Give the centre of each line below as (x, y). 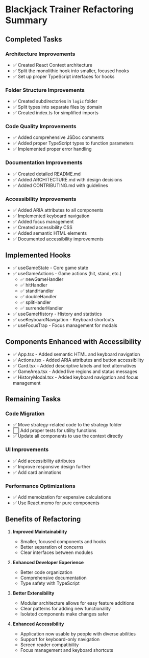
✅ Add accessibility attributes (44, 461)
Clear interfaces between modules (57, 552)
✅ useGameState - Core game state (50, 268)
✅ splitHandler (35, 302)
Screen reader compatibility (49, 645)
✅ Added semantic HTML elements (50, 233)
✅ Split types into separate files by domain (57, 107)
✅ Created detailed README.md (46, 174)
